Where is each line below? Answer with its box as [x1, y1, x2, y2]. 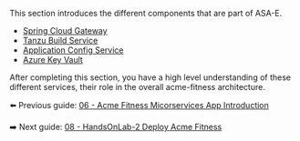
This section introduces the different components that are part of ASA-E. [9, 8, 283, 18]
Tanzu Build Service [22, 35, 98, 45]
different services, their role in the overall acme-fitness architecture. [9, 82, 266, 92]
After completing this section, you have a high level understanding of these [9, 72, 292, 83]
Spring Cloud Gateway [22, 25, 108, 35]
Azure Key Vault [22, 55, 84, 65]
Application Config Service [22, 45, 124, 55]
